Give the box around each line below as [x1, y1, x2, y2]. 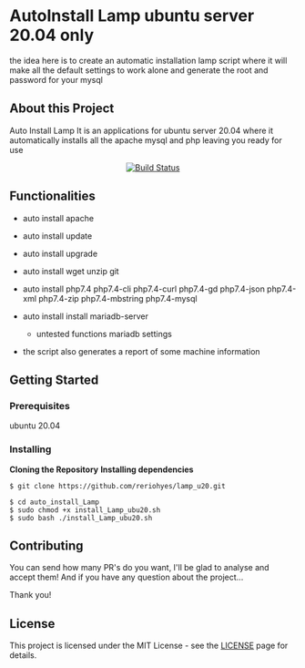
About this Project [9, 101, 115, 117]
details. [9, 650, 37, 661]
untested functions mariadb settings [36, 328, 173, 339]
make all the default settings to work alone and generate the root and [9, 65, 269, 76]
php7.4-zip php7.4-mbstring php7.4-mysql [38, 293, 198, 303]
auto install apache [22, 212, 94, 223]
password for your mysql [9, 74, 103, 85]
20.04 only [9, 25, 95, 46]
